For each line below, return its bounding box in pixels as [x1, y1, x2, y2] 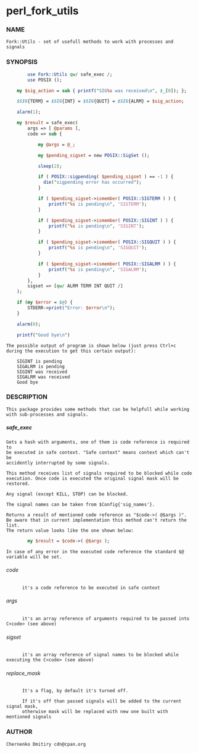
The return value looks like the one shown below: [6, 528, 134, 534]
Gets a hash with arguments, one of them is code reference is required [6, 439, 190, 445]
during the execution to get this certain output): [6, 348, 136, 354]
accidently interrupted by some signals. [6, 460, 110, 466]
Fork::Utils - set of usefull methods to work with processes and [6, 39, 174, 45]
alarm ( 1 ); [17, 109, 41, 115]
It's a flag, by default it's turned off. [21, 688, 129, 694]
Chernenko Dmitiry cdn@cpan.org [6, 741, 86, 747]
